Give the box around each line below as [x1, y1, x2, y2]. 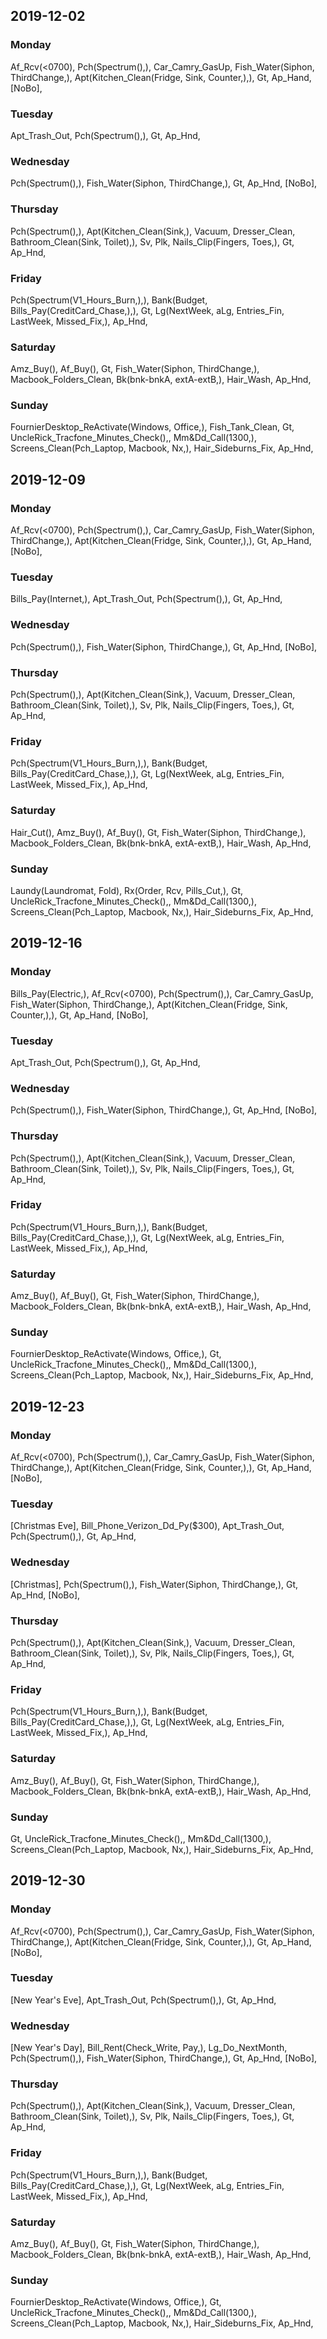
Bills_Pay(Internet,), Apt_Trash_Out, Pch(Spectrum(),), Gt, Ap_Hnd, [10, 593, 283, 605]
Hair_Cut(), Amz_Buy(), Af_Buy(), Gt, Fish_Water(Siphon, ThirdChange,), [10, 826, 307, 838]
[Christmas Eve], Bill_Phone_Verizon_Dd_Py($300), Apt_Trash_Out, [10, 1520, 285, 1532]
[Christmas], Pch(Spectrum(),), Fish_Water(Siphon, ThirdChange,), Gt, [10, 1578, 299, 1590]
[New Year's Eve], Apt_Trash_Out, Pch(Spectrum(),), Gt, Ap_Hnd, [10, 1994, 277, 2006]
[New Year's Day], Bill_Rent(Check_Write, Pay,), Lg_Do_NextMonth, [10, 2042, 288, 2054]
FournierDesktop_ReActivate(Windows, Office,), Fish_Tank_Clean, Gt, [10, 421, 295, 433]
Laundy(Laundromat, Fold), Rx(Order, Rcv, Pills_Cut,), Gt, [10, 884, 244, 896]
